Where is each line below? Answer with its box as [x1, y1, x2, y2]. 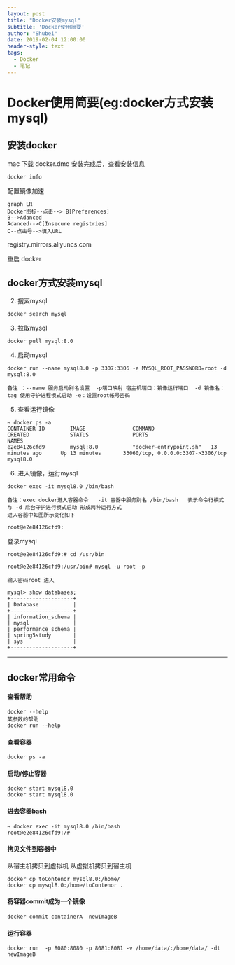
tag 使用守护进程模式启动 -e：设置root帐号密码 [7, 392, 131, 399]
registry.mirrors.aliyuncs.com [7, 239, 92, 249]
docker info [7, 173, 42, 181]
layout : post [7, 10, 45, 18]
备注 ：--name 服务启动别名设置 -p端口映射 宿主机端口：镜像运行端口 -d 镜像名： [7, 384, 225, 392]
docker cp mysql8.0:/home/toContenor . [7, 882, 124, 889]
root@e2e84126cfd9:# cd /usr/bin [7, 551, 105, 558]
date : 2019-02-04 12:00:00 [7, 36, 86, 43]
